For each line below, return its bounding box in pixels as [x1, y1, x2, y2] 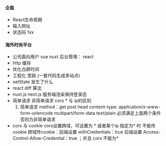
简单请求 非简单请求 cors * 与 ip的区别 [12, 98, 92, 104]
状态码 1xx [12, 29, 34, 35]
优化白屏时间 [12, 66, 39, 72]
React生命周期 [12, 17, 43, 23]
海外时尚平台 [5, 42, 32, 48]
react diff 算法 [12, 85, 42, 91]
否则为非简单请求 [20, 116, 56, 122]
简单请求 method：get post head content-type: [20, 104, 118, 110]
